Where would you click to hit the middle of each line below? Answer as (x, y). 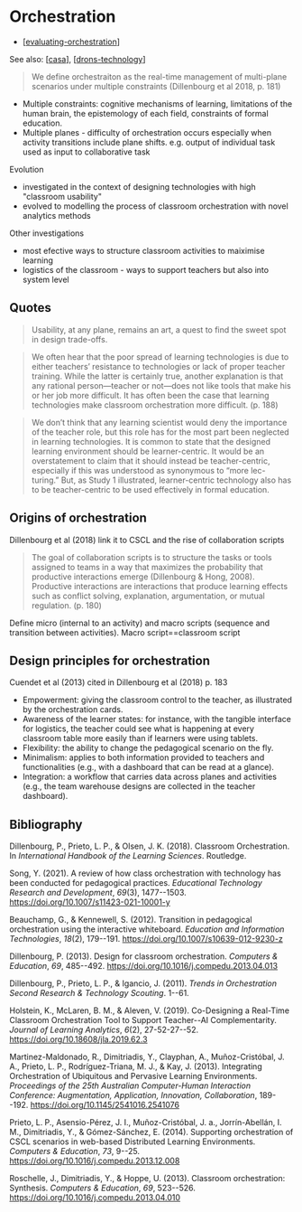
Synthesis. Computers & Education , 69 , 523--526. (103, 1188)
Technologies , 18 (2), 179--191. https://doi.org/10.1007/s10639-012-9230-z (146, 939)
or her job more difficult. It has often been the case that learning (150, 395)
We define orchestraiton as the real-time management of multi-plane (159, 76)
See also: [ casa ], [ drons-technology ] (78, 59)
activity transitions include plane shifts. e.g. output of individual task (149, 142)
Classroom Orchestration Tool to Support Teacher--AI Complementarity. (143, 1020)
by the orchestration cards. (73, 709)
